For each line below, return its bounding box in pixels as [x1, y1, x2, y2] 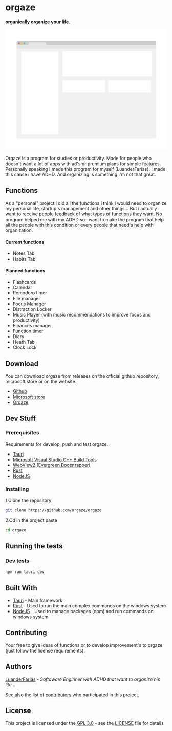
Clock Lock [12, 344, 37, 350]
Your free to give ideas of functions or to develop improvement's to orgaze [5, 642, 163, 648]
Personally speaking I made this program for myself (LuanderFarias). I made [5, 166, 166, 172]
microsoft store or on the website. [5, 378, 77, 384]
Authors [5, 662, 32, 671]
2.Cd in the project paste [5, 517, 57, 523]
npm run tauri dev [5, 569, 45, 575]
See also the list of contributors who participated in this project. [5, 692, 140, 698]
